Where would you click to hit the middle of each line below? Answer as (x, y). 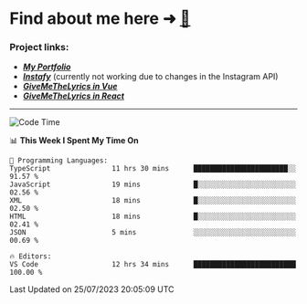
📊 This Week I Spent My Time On (74, 141)
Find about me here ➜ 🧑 (100, 19)
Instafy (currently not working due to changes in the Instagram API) (150, 77)
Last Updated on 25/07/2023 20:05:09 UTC (92, 289)
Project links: (39, 47)
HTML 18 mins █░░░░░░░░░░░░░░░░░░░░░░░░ (153, 217)
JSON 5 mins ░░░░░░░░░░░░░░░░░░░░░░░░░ (153, 233)
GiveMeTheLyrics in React (74, 96)
